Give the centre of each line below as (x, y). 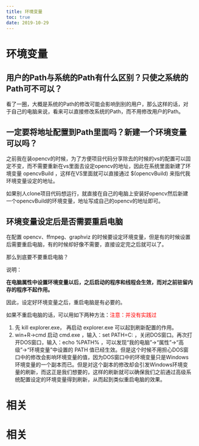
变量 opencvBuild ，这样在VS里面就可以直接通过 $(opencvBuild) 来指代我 (101, 173)
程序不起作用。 (35, 290)
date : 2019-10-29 (28, 23)
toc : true (18, 17)
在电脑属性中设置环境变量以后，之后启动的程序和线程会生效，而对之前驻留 (97, 282)
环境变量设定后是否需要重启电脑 (65, 221)
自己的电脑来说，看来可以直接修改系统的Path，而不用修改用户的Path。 (97, 112)
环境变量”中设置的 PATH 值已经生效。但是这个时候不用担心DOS (106, 350)
